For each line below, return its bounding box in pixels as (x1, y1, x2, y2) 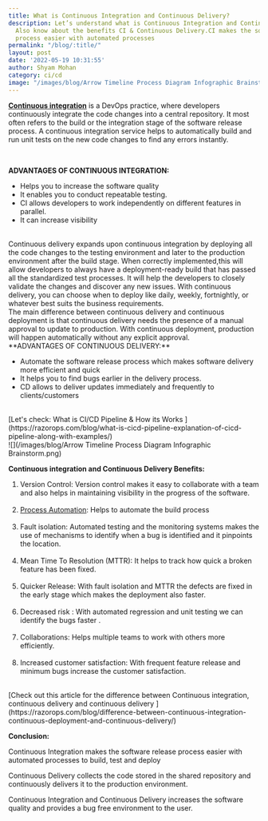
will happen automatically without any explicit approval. (8, 333, 190, 342)
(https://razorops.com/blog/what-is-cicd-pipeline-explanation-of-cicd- (8, 423, 242, 432)
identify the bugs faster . (19, 615, 101, 624)
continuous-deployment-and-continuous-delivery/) (8, 715, 177, 725)
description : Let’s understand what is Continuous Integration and (8, 19, 238, 27)
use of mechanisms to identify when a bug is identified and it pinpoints (19, 530, 253, 540)
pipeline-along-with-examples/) (8, 431, 113, 440)
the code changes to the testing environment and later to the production (8, 247, 246, 257)
